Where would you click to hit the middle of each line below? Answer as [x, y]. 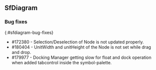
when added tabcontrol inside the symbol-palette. [62, 62]
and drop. [21, 52]
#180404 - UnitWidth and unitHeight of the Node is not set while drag [81, 47]
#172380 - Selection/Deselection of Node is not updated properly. [78, 42]
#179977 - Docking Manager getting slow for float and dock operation [81, 57]
